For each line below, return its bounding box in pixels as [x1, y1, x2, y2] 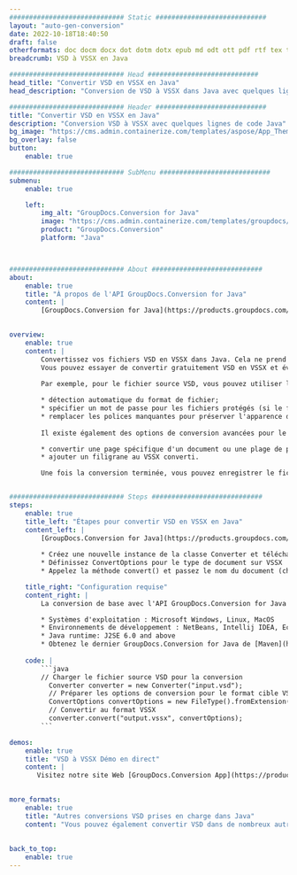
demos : [9, 738, 34, 747]
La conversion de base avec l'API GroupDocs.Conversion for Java [41, 599, 287, 608]
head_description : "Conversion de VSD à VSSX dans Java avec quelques [9, 86, 275, 96]
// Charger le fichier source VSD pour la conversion [41, 672, 243, 682]
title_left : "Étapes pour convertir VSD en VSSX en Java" [25, 517, 243, 526]
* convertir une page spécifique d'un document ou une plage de [41, 445, 283, 453]
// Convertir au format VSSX [48, 706, 156, 715]
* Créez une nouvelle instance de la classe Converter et [41, 550, 259, 559]
